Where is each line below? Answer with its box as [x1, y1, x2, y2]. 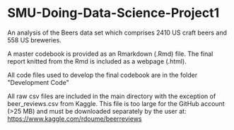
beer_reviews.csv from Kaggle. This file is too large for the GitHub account [7, 99, 225, 107]
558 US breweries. [7, 35, 62, 44]
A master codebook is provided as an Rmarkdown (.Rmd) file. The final [7, 49, 213, 58]
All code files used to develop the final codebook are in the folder [7, 71, 198, 79]
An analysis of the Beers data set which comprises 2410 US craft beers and [7, 28, 228, 37]
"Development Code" [7, 78, 69, 86]
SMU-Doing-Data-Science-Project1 [7, 5, 220, 21]
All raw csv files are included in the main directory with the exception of [7, 92, 216, 100]
